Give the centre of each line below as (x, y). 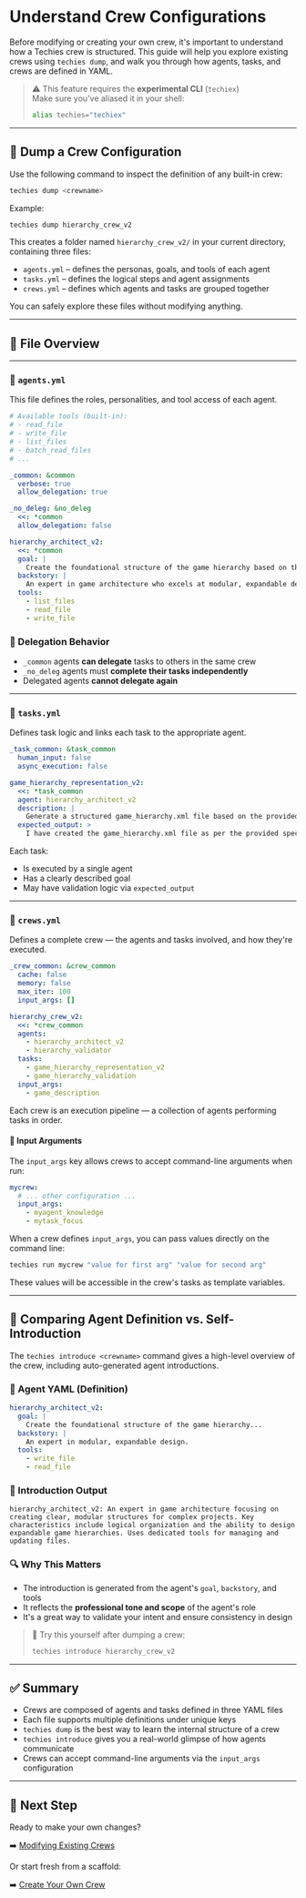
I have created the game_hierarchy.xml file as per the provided (153, 834)
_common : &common (42, 475)
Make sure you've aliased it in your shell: (108, 98)
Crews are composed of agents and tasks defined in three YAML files (153, 1710)
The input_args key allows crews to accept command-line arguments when (151, 1161)
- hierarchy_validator (69, 1051)
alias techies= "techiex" (79, 115)
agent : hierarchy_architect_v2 (77, 800)
